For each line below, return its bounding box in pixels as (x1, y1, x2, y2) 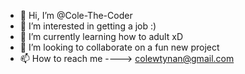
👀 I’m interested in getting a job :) (19, 20, 157, 32)
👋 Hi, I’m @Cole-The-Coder (19, 10, 133, 21)
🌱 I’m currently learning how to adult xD (19, 31, 183, 42)
